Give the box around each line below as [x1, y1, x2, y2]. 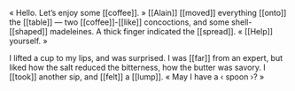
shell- [231, 17, 252, 27]
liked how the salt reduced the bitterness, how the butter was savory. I [9, 62, 266, 72]
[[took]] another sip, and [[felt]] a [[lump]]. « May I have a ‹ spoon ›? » [9, 72, 265, 82]
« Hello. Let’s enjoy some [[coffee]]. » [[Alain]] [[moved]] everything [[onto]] [9, 8, 287, 18]
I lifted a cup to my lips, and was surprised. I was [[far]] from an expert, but [9, 53, 283, 63]
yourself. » [9, 35, 48, 46]
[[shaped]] [9, 27, 49, 36]
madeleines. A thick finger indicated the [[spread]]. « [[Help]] [50, 27, 273, 36]
